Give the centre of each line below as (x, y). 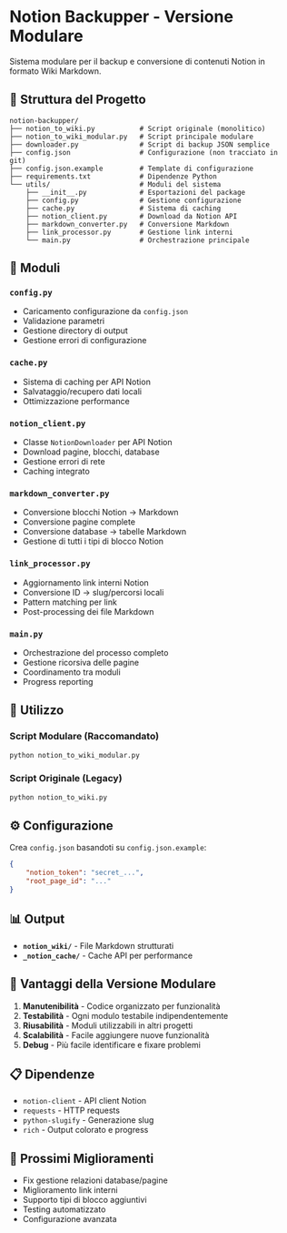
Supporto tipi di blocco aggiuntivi (84, 1200)
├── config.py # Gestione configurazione (134, 200)
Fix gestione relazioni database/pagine (95, 1180)
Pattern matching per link (70, 602)
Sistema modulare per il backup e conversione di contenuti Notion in (137, 61)
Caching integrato (56, 472)
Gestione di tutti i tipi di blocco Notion (93, 541)
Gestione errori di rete (64, 462)
